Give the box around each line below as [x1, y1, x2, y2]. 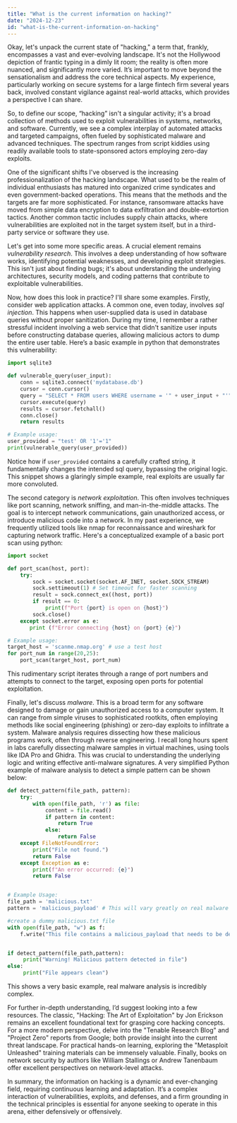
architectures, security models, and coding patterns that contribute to [7, 272, 210, 280]
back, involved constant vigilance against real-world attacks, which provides [7, 88, 230, 96]
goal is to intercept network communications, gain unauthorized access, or [7, 508, 225, 517]
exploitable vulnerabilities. [7, 280, 83, 288]
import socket [7, 552, 49, 559]
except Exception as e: [20, 859, 90, 867]
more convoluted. [7, 479, 59, 488]
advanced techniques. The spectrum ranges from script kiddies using [7, 139, 210, 148]
